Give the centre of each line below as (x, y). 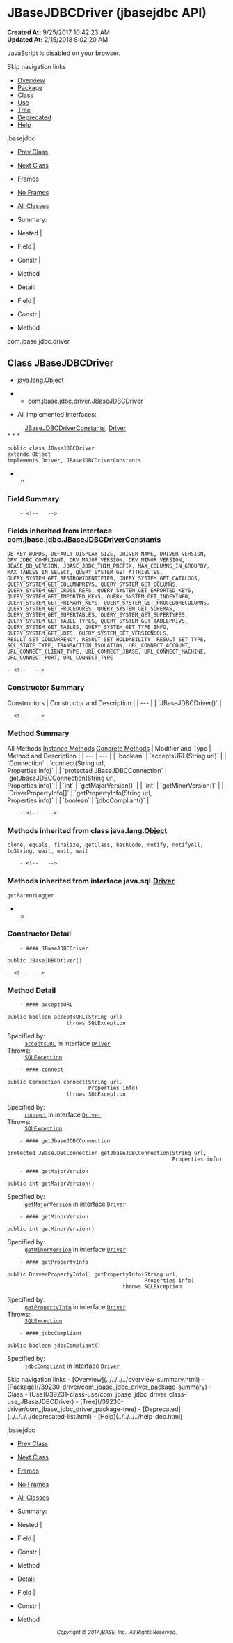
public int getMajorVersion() (51, 1184)
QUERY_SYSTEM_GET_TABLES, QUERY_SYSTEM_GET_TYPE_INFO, (88, 627)
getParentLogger (31, 895)
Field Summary (33, 499)
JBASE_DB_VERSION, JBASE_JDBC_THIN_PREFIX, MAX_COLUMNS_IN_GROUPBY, (109, 566)
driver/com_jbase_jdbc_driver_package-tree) (72, 1409)
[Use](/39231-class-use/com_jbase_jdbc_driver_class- (108, 1394)
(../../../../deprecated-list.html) (50, 1417)
